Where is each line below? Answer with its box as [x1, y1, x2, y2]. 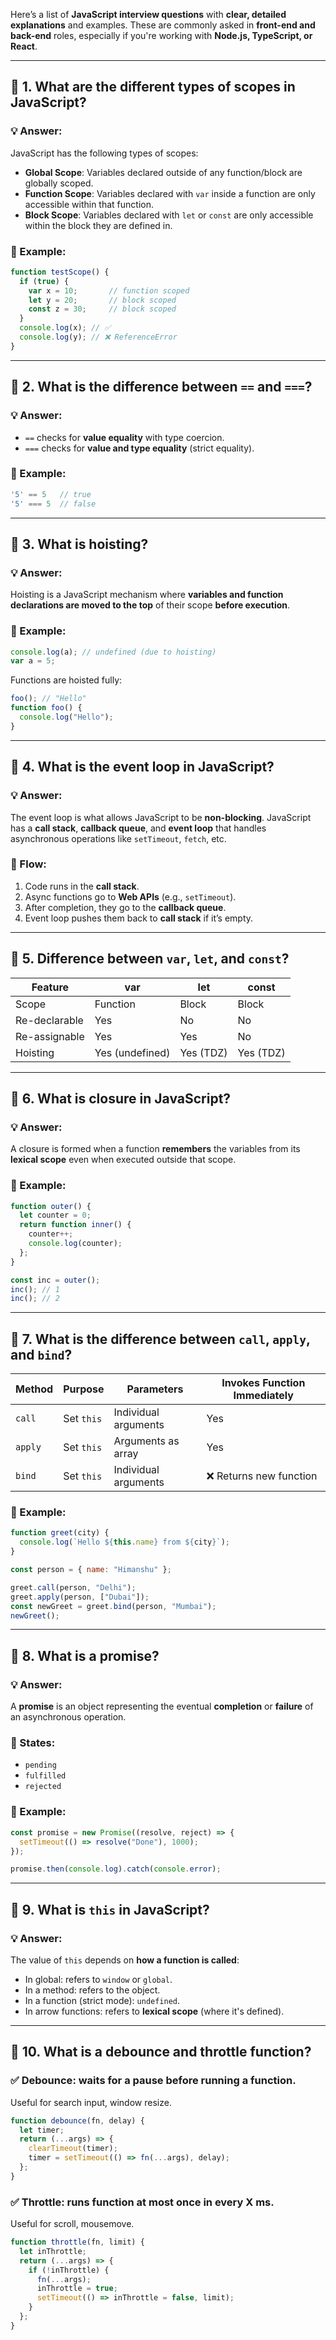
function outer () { [10, 1201, 92, 1211]
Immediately [233, 1389, 294, 1403]
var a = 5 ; [10, 656, 56, 666]
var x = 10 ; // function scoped [28, 285, 190, 296]
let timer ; [19, 2125, 65, 2135]
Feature [31, 980, 70, 994]
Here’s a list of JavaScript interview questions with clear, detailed [10, 9, 287, 20]
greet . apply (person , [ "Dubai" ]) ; [10, 1592, 150, 1602]
